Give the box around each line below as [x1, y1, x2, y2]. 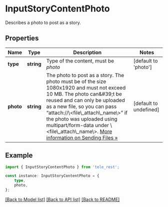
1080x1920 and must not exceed [46, 84, 126, 91]
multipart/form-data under [46, 121, 109, 128]
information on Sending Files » [46, 134, 118, 141]
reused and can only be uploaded [46, 96, 125, 103]
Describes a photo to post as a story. [5, 19, 81, 25]
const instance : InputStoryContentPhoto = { [5, 173, 99, 178]
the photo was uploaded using [46, 115, 117, 122]
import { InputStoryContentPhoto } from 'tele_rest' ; [5, 164, 120, 169]
